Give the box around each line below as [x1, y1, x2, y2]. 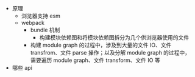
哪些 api [12, 64, 32, 71]
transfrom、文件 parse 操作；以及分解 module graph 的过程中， [30, 49, 191, 56]
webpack [21, 19, 44, 26]
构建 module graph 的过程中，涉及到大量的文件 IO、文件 [30, 41, 172, 49]
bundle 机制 [30, 26, 60, 33]
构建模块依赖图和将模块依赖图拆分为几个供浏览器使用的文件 [39, 34, 190, 41]
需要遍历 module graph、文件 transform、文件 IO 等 [30, 56, 160, 64]
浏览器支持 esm [21, 12, 61, 19]
